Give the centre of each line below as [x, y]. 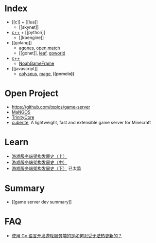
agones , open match [39, 48]
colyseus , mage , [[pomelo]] [46, 74]
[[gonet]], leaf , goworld [42, 53]
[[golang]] [22, 42]
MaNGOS [21, 112]
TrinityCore [23, 117]
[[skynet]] [29, 27]
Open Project [32, 93]
